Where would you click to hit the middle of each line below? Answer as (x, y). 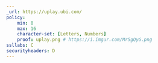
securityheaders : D (31, 51)
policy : (16, 17)
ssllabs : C (20, 46)
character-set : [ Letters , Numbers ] (62, 34)
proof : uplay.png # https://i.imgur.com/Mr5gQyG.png (85, 40)
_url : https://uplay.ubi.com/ (44, 12)
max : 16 (27, 28)
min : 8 (25, 23)
